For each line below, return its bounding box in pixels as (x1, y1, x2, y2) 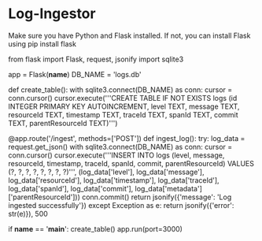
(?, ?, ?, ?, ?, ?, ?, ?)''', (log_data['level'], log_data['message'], (8, 167, 205, 176)
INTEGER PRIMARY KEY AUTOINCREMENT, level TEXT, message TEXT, (8, 102, 240, 111)
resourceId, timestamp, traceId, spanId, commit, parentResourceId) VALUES (8, 158, 254, 168)
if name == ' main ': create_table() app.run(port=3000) (8, 224, 183, 233)
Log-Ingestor (8, 5, 96, 23)
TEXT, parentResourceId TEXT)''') (8, 118, 118, 128)
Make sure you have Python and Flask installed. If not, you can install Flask (8, 31, 251, 40)
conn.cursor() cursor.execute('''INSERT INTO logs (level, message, (8, 150, 225, 160)
